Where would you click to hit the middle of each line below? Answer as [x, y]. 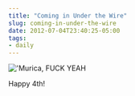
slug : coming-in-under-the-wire [62, 23]
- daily [21, 46]
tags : [17, 38]
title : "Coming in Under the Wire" [68, 16]
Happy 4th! [27, 84]
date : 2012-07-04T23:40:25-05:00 [64, 30]
